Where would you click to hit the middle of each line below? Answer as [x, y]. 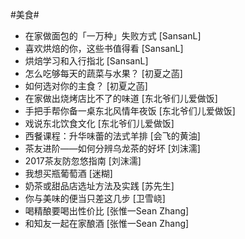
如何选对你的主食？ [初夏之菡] [86, 86]
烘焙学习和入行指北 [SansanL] [86, 61]
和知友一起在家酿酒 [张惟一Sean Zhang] [107, 223]
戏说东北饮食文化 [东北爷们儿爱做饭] [99, 123]
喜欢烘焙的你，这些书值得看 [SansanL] [104, 48]
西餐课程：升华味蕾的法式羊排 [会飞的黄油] [112, 136]
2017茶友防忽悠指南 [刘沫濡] [83, 161]
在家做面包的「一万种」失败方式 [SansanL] [113, 36]
